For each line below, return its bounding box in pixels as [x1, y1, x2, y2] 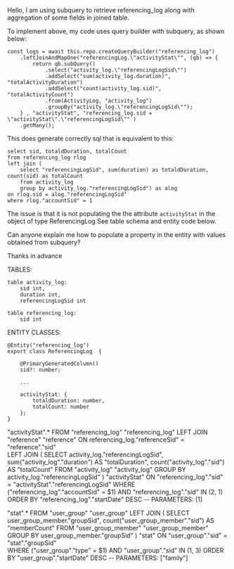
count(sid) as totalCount [7, 172, 83, 179]
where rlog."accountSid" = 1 [7, 197, 93, 204]
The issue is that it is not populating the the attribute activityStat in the [7, 210, 216, 217]
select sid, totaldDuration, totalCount [7, 148, 128, 155]
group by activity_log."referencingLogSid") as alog [20, 185, 178, 192]
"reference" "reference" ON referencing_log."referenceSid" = [7, 435, 185, 444]
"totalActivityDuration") [7, 79, 83, 86]
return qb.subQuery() [32, 60, 96, 68]
